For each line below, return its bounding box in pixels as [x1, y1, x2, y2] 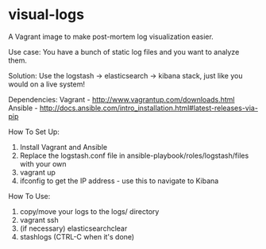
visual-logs [8, 6, 85, 24]
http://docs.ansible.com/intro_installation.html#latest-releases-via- [39, 103, 258, 113]
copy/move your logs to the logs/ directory [19, 206, 160, 216]
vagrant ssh [19, 215, 60, 224]
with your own [19, 159, 67, 168]
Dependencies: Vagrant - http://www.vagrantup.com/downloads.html [8, 94, 235, 104]
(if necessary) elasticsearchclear [19, 224, 128, 233]
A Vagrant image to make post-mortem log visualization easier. [8, 32, 214, 41]
